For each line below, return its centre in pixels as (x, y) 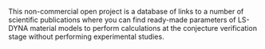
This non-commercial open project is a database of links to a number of (126, 11)
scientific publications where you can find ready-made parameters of (122, 20)
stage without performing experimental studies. (87, 36)
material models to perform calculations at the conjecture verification (144, 28)
